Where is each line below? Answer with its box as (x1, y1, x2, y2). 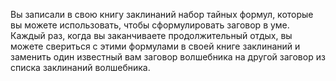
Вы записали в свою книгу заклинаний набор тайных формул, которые (10, 9, 314, 20)
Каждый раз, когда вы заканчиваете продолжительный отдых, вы (10, 30, 293, 41)
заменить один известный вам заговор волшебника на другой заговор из (10, 51, 326, 63)
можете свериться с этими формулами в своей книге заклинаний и (10, 40, 301, 52)
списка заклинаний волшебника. (10, 62, 151, 73)
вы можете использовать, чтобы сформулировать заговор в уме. (10, 19, 290, 31)
